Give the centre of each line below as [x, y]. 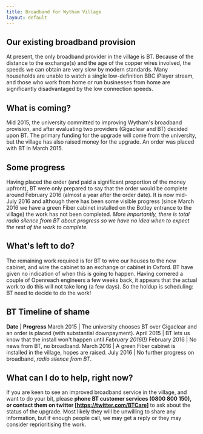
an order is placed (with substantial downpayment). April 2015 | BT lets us [98, 333]
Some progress [36, 167]
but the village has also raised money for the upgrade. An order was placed [100, 142]
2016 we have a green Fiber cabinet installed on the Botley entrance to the [99, 207]
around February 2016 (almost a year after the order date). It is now [90, 195]
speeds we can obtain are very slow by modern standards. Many [87, 70]
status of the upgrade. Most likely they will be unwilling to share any [91, 412]
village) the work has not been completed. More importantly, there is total [98, 214]
